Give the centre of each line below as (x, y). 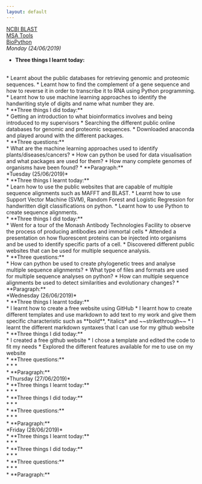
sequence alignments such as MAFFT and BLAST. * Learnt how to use (93, 193)
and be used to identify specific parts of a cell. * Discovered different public (100, 244)
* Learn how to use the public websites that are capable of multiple (90, 187)
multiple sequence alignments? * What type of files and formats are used (97, 270)
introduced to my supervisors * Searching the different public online (91, 123)
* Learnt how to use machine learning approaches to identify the (87, 97)
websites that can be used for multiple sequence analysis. (78, 250)
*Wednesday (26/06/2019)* (42, 295)
